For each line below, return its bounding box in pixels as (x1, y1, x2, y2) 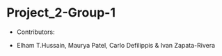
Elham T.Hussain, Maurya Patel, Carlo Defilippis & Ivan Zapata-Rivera (16, 41, 216, 49)
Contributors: (16, 28, 55, 36)
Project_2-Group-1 (6, 5, 116, 21)
